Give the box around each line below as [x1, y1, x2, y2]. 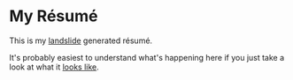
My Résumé [9, 6, 98, 26]
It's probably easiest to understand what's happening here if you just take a [9, 52, 285, 62]
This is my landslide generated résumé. [9, 35, 153, 46]
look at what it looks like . [9, 62, 99, 72]
